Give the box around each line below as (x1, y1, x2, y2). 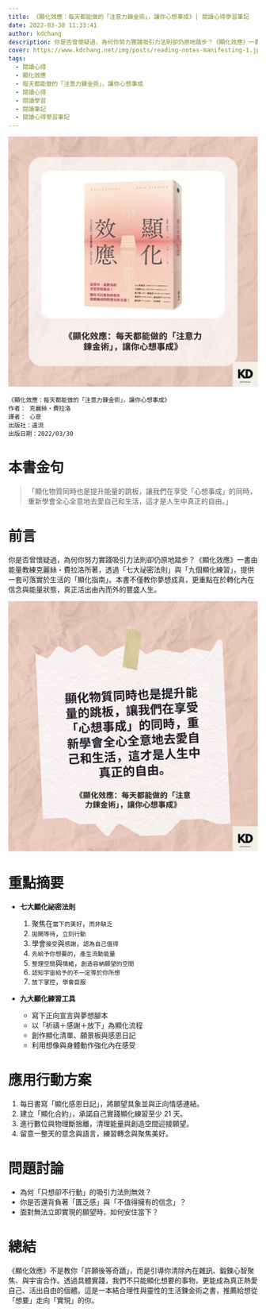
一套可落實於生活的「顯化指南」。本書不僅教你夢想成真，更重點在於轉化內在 (8, 575, 255, 584)
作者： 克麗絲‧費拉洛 (8, 405, 71, 413)
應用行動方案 (8, 1071, 93, 1090)
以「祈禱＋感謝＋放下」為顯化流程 (31, 1021, 143, 1030)
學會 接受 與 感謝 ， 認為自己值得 (31, 938, 119, 948)
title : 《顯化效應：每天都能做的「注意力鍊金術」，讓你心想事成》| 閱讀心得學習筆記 (8, 13, 249, 21)
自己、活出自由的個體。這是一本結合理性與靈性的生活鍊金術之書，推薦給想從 (8, 1285, 258, 1295)
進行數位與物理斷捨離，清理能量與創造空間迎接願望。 (19, 1118, 194, 1128)
